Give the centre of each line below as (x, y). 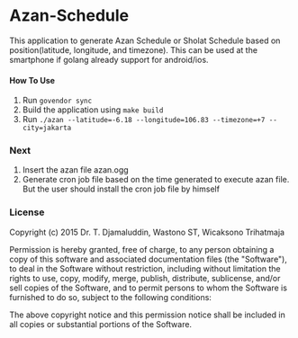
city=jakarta (47, 128)
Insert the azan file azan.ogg (75, 170)
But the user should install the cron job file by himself (121, 189)
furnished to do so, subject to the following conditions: (110, 297)
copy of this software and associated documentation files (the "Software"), (149, 259)
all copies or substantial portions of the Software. (100, 324)
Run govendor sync (57, 101)
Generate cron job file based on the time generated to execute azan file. (156, 180)
